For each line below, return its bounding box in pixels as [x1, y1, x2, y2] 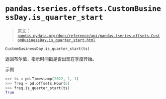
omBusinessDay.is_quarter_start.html [17, 38, 96, 43]
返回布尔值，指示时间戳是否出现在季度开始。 [5, 56, 97, 62]
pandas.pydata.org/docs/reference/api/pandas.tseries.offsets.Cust [17, 33, 160, 38]
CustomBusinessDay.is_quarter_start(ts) [5, 46, 90, 51]
